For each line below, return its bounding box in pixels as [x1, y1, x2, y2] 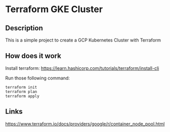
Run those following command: [5, 75, 70, 81]
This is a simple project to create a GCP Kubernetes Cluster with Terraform [5, 37, 161, 43]
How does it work [5, 52, 62, 60]
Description [5, 24, 43, 32]
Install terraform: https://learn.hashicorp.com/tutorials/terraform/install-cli [5, 65, 159, 71]
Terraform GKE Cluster [5, 4, 103, 15]
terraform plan [5, 89, 37, 94]
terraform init [5, 84, 37, 90]
